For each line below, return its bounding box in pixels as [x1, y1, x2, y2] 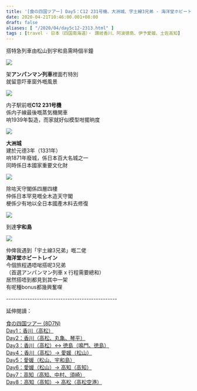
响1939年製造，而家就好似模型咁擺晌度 [6, 116, 100, 123]
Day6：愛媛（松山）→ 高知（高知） [6, 364, 92, 371]
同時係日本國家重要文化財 [6, 162, 68, 169]
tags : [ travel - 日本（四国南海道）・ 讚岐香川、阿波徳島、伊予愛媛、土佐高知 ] [6, 31, 181, 36]
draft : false [6, 19, 38, 25]
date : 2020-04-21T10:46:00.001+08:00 [6, 14, 98, 20]
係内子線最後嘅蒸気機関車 [6, 109, 68, 116]
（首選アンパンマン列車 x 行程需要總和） [6, 269, 104, 276]
